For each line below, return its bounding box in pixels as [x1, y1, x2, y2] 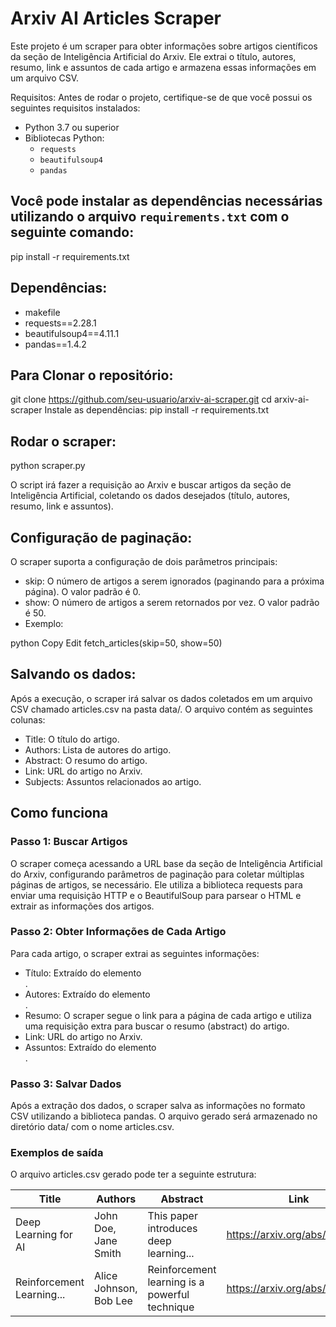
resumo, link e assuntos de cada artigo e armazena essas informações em [10, 61, 317, 73]
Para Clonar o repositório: [10, 367, 174, 384]
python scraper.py [10, 460, 86, 472]
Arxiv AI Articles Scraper [10, 7, 222, 30]
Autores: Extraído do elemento [24, 988, 151, 1000]
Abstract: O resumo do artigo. [24, 754, 148, 766]
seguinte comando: [10, 224, 135, 241]
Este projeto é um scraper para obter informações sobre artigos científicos [10, 40, 318, 52]
